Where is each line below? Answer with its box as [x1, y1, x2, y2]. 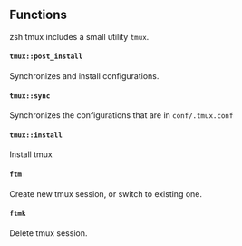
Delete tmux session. [9, 227, 88, 239]
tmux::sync [9, 91, 51, 101]
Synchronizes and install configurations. [9, 71, 160, 82]
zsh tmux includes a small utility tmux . [9, 31, 150, 42]
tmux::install [9, 131, 63, 140]
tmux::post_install [9, 52, 83, 62]
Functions [9, 7, 68, 23]
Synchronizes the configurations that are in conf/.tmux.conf [9, 110, 234, 121]
